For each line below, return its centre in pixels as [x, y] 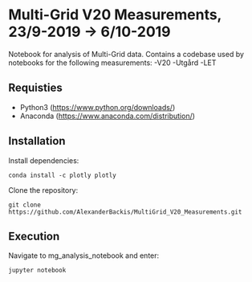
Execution [34, 236]
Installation [37, 141]
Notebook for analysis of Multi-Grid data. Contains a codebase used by [126, 54]
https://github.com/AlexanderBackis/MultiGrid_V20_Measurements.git [125, 212]
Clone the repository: [43, 190]
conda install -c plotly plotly [62, 175]
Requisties [35, 88]
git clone [25, 205]
